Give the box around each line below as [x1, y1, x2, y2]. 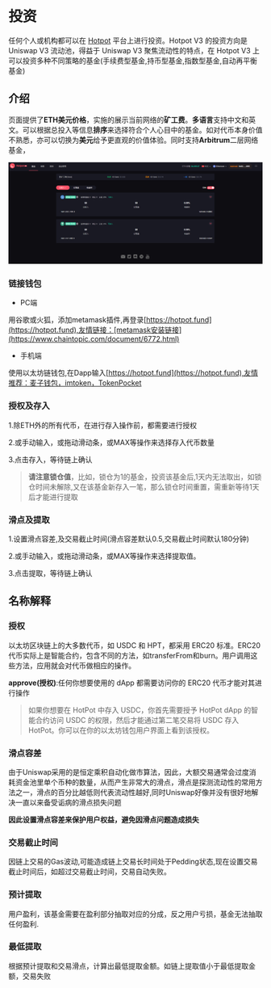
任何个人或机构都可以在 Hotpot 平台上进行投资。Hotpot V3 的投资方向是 [8, 36, 248, 45]
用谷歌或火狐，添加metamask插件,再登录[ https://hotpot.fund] [8, 315, 212, 325]
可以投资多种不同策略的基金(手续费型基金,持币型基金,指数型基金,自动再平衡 [8, 56, 258, 65]
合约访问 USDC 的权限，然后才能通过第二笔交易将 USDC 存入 [35, 715, 240, 725]
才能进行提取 [35, 492, 78, 502]
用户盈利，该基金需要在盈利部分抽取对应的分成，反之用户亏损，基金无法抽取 [8, 909, 263, 919]
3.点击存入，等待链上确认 [8, 454, 93, 465]
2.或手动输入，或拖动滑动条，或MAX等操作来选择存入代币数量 [8, 437, 215, 447]
